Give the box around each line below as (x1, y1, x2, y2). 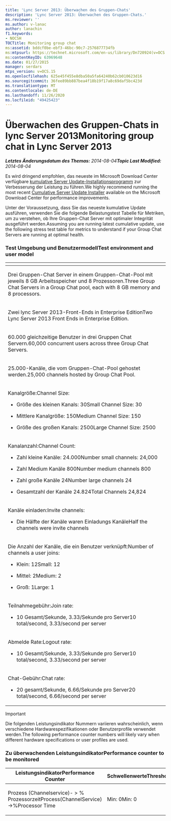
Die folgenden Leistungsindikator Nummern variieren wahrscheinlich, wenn (5, 721, 163, 727)
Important (5, 711, 26, 717)
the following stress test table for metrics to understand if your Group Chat (5, 226, 162, 232)
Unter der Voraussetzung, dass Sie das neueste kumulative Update (5, 205, 146, 211)
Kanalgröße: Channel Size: (8, 390, 70, 397)
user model (5, 251, 34, 258)
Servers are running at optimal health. (5, 232, 84, 238)
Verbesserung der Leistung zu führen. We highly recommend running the (5, 184, 158, 190)
